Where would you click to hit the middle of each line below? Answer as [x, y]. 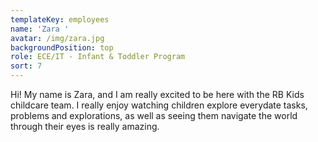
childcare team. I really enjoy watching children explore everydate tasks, [159, 105]
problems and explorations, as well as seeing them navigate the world [154, 115]
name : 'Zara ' [40, 29]
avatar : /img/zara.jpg [57, 38]
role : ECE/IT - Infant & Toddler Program [98, 57]
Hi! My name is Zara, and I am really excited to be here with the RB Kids [157, 94]
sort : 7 [26, 66]
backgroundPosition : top [62, 47]
